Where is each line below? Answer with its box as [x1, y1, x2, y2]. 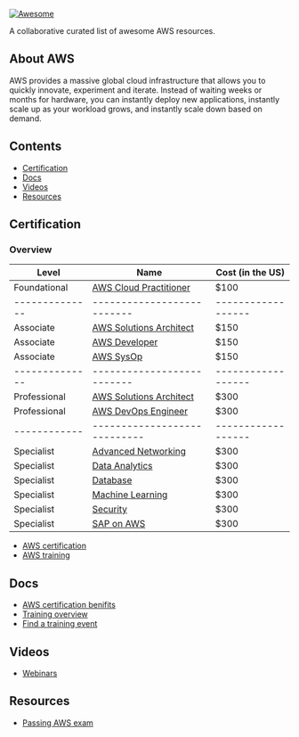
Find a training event [21, 618, 98, 629]
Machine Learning [92, 488, 168, 501]
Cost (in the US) [215, 266, 285, 279]
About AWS [9, 52, 76, 67]
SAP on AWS [92, 518, 146, 530]
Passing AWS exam [21, 717, 93, 728]
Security [92, 504, 127, 516]
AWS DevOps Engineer [92, 405, 189, 418]
